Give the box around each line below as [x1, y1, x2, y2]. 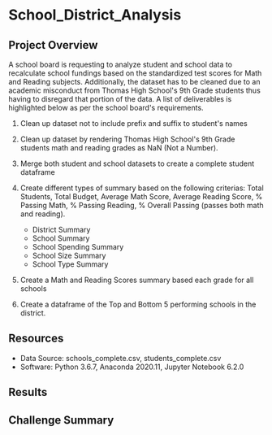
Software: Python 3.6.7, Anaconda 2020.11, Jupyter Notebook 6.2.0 [19, 362, 244, 372]
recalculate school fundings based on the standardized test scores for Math [8, 68, 262, 78]
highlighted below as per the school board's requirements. [8, 103, 205, 112]
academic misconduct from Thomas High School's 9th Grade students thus [8, 85, 261, 95]
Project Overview [8, 38, 98, 52]
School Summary [32, 233, 90, 243]
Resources [8, 332, 64, 346]
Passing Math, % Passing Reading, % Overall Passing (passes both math [19, 201, 264, 210]
